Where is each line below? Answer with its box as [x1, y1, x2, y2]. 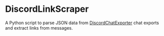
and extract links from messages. [5, 25, 73, 31]
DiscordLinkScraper [5, 3, 89, 15]
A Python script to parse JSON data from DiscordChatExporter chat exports [5, 20, 159, 26]
